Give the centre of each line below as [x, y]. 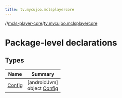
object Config [43, 88]
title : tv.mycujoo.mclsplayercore [40, 9]
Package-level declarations [61, 43]
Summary [43, 74]
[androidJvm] [43, 82]
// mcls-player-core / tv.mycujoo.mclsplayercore [51, 23]
